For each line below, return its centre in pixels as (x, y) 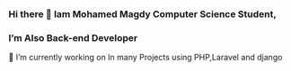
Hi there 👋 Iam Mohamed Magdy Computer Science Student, (143, 14)
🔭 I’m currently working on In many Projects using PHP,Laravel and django (145, 58)
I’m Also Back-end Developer (73, 37)
